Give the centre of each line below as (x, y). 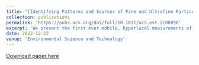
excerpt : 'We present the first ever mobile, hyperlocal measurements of (99, 28)
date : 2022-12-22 (28, 34)
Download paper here (33, 56)
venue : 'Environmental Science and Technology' (66, 39)
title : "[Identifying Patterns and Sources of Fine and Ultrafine (90, 12)
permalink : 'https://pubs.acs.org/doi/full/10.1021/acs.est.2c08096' (94, 22)
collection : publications (38, 17)
